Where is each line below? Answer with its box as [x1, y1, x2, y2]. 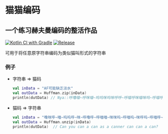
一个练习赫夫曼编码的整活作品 [5, 26, 97, 34]
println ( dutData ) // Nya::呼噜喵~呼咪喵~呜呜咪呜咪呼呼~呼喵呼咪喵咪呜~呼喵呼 [12, 95, 163, 100]
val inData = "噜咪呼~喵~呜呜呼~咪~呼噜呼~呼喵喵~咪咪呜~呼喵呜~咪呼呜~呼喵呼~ [12, 114, 163, 120]
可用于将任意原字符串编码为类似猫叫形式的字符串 [5, 50, 106, 55]
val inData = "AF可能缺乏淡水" [12, 86, 73, 91]
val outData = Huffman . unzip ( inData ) [12, 119, 91, 124]
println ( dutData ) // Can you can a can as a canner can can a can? [12, 124, 158, 129]
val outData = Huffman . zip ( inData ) [12, 90, 87, 95]
